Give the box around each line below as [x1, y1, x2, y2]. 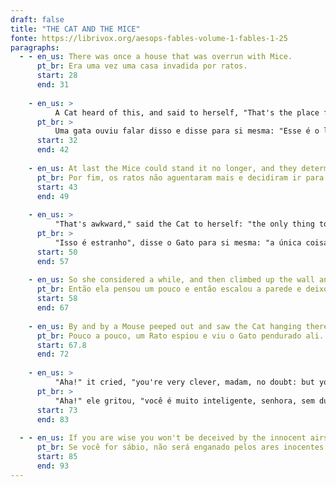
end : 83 [36, 414, 70, 425]
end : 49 [36, 191, 70, 201]
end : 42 [36, 145, 70, 155]
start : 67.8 [36, 340, 87, 350]
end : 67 [36, 303, 70, 313]
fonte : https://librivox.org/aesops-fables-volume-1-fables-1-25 [10, 33, 288, 43]
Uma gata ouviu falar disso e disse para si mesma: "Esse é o [54, 126, 320, 136]
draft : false [10, 14, 65, 25]
